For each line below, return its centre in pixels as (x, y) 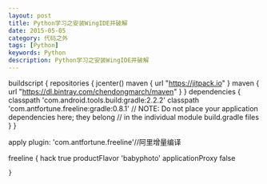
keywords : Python (37, 53)
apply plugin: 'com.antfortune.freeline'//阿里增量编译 (95, 142)
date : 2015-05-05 (37, 30)
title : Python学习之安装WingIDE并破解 (68, 23)
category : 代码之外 (38, 38)
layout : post (30, 16)
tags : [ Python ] (34, 46)
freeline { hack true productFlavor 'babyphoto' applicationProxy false (122, 158)
